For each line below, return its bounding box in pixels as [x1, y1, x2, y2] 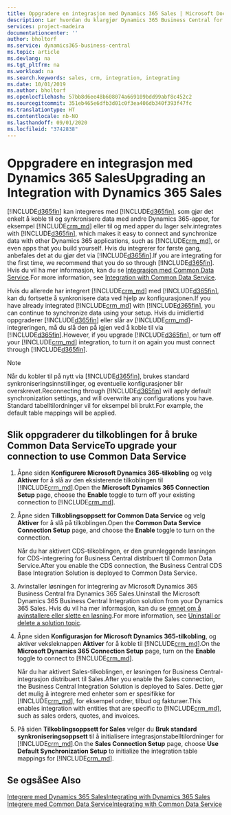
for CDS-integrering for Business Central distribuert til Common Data [16, 554, 212, 562]
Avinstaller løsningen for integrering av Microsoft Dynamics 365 [16, 582, 198, 591]
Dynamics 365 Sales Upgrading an [7, 170, 206, 186]
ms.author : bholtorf [7, 87, 67, 94]
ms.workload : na [7, 68, 54, 75]
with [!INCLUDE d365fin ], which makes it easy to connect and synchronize [7, 229, 217, 238]
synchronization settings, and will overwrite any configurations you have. [7, 394, 214, 402]
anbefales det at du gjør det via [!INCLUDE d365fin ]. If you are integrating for [7, 251, 222, 259]
